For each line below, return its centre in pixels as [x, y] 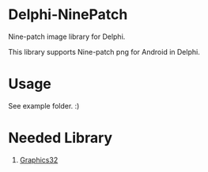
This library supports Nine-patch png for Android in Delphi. [104, 52]
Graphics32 [39, 159]
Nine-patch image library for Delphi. [67, 36]
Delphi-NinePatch [68, 15]
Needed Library [61, 138]
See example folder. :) [44, 105]
